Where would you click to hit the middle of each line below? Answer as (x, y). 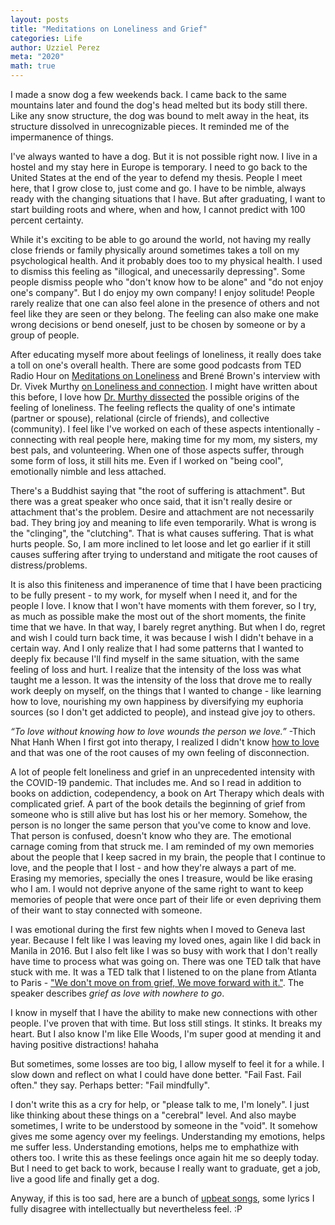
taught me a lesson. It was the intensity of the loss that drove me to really (161, 680)
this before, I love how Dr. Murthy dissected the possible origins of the (155, 397)
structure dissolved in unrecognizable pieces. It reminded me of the (150, 126)
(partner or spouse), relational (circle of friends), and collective (140, 418)
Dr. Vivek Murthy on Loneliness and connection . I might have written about (164, 386)
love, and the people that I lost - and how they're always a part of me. (153, 867)
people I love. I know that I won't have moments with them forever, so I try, (163, 605)
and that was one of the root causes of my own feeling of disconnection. (160, 752)
